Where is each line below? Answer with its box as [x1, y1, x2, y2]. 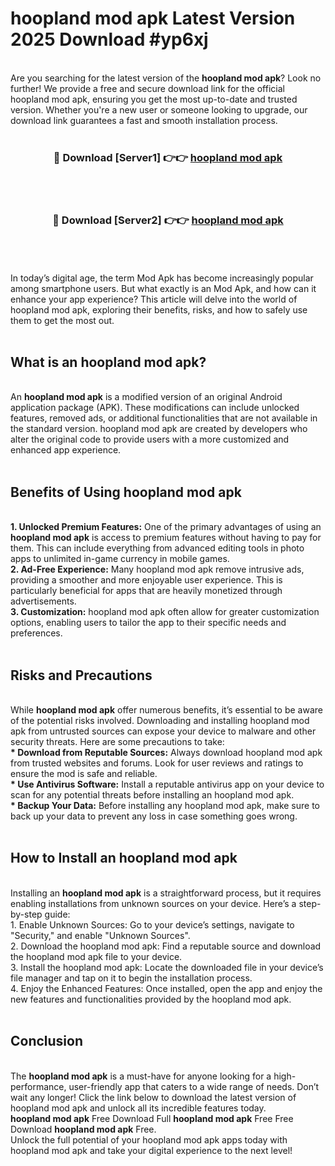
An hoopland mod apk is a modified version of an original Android [10, 391, 283, 403]
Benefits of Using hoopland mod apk [10, 483, 242, 501]
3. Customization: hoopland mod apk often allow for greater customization [10, 606, 320, 618]
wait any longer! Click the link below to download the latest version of [10, 1091, 297, 1103]
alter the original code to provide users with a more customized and [10, 433, 290, 446]
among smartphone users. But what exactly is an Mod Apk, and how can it [10, 282, 317, 294]
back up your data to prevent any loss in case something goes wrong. [10, 810, 298, 822]
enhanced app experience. [10, 444, 122, 456]
